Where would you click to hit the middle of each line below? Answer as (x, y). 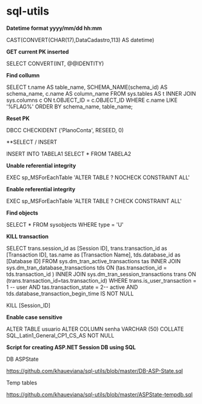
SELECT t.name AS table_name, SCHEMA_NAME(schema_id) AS (87, 87)
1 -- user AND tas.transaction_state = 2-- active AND (72, 287)
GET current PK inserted (38, 51)
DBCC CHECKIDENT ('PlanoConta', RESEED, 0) (65, 130)
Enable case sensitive (34, 317)
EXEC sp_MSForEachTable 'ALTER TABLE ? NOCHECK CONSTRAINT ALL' (98, 177)
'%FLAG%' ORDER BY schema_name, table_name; (70, 106)
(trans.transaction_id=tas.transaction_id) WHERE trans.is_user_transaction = (102, 280)
